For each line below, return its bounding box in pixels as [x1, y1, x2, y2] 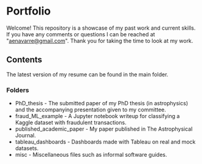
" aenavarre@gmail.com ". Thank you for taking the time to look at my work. [6, 37, 193, 44]
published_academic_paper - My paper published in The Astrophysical [15, 125, 193, 133]
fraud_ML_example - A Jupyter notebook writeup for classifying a [15, 113, 180, 120]
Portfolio [6, 4, 51, 18]
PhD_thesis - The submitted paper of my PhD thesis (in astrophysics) [15, 100, 189, 107]
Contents [6, 54, 43, 65]
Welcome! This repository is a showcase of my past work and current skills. [6, 24, 196, 31]
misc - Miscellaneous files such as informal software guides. [15, 151, 167, 159]
